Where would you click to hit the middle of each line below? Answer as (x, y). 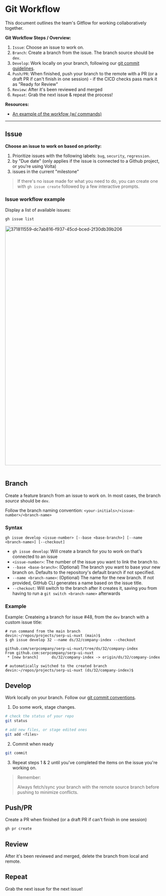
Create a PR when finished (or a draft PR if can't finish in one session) (76, 820)
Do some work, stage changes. (44, 707)
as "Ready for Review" (35, 84)
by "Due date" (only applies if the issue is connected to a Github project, (86, 161)
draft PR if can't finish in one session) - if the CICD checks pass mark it (84, 79)
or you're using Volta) (34, 166)
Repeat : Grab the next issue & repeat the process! (62, 95)
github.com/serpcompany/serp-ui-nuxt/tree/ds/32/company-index (72, 649)
